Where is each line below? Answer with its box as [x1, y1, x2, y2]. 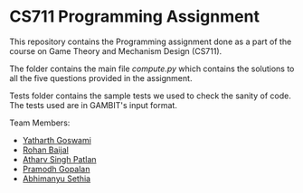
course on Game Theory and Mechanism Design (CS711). [9, 45, 223, 56]
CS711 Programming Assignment [9, 6, 260, 27]
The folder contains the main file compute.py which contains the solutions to [9, 63, 295, 74]
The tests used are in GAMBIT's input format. [9, 99, 178, 110]
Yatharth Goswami [22, 134, 92, 145]
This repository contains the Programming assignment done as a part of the [9, 36, 292, 47]
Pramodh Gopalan [22, 163, 90, 174]
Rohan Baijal [22, 144, 70, 155]
